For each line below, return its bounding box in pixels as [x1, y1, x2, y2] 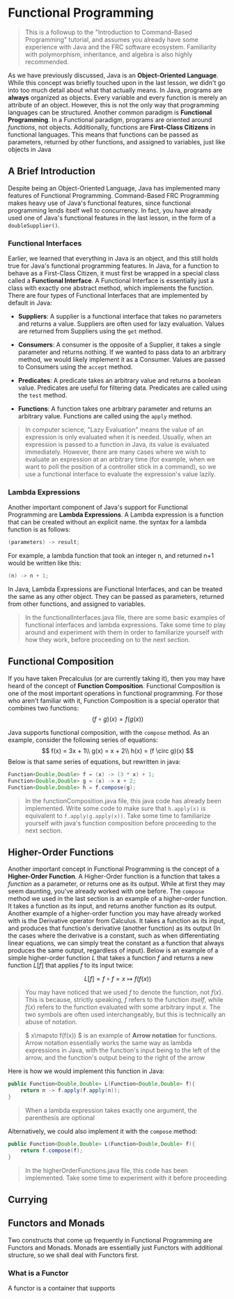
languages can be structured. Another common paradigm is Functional [8, 108, 212, 116]
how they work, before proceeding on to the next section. [24, 636, 191, 644]
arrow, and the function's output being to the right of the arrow [24, 1054, 205, 1062]
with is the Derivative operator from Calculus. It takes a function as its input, [8, 917, 226, 925]
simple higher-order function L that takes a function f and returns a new [8, 954, 214, 962]
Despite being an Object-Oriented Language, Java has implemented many [8, 183, 221, 192]
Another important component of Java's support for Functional [8, 503, 188, 512]
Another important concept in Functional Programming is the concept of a [8, 865, 220, 873]
